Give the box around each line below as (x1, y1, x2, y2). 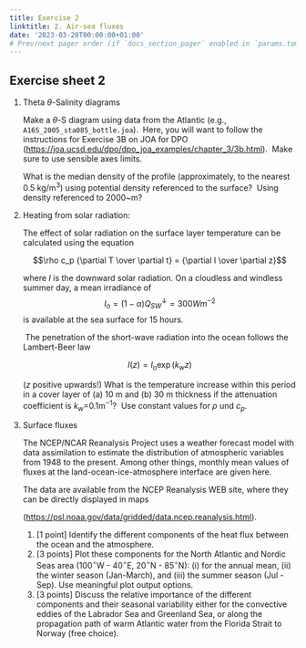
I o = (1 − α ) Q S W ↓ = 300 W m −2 (104, 296, 216, 311)
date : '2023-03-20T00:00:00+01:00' (9, 30, 145, 39)
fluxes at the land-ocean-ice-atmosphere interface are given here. (22, 466, 272, 477)
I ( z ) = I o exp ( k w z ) (127, 360, 193, 372)
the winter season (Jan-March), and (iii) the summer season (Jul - (36, 570, 284, 580)
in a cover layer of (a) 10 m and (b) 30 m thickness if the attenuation (22, 389, 278, 400)
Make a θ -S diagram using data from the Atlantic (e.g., (22, 115, 228, 126)
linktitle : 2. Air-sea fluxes (9, 22, 125, 31)
